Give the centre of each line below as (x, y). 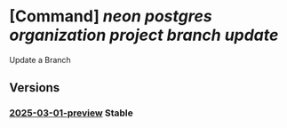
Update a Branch (40, 60)
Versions (35, 88)
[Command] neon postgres (111, 16)
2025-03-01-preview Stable (71, 113)
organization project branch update (144, 35)
